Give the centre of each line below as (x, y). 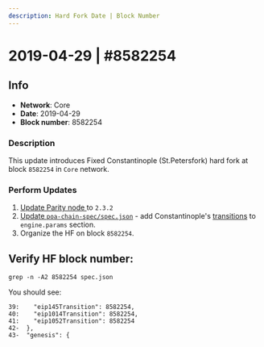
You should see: (35, 292)
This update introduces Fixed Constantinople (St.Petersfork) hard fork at (128, 160)
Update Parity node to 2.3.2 (66, 207)
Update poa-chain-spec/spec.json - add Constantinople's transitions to (138, 216)
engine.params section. (58, 225)
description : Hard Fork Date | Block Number (84, 16)
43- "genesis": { (39, 336)
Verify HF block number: (71, 259)
